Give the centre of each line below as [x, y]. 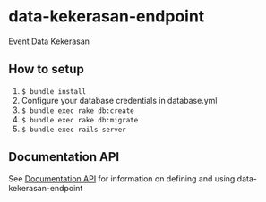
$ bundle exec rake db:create [78, 110]
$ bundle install [54, 91]
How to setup [46, 69]
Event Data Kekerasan [49, 41]
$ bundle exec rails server [73, 130]
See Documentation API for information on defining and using [122, 178]
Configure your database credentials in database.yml [119, 100]
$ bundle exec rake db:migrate [80, 120]
